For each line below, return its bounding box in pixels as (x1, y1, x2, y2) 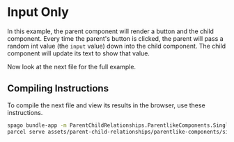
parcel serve (7, 128, 45, 135)
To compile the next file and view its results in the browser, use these (7, 101, 205, 109)
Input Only (7, 4, 69, 20)
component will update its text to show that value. (7, 49, 150, 57)
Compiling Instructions (7, 82, 109, 94)
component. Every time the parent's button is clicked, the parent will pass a (7, 34, 224, 42)
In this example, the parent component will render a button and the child (7, 27, 214, 35)
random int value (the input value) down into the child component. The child (7, 42, 226, 50)
